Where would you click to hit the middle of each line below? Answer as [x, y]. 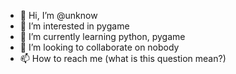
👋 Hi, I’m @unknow [58, 15]
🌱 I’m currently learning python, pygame [102, 36]
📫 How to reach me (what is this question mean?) [123, 58]
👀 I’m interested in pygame [74, 26]
